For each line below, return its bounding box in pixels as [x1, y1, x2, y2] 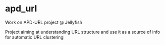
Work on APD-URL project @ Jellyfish [5, 19, 83, 25]
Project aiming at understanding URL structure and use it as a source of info [5, 29, 160, 35]
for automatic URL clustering [5, 34, 63, 40]
